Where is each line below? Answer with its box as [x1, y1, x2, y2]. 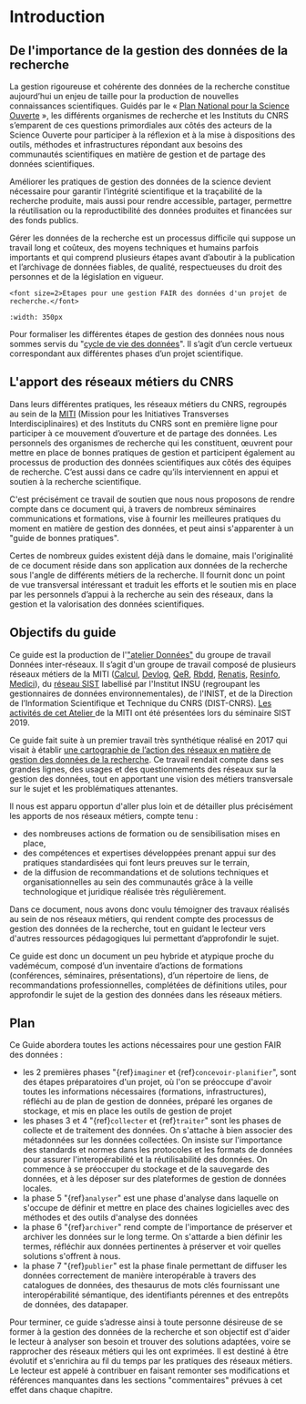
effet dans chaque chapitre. [9, 1385, 114, 1396]
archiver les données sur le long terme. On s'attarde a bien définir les [22, 1232, 283, 1243]
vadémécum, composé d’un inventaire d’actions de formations [9, 959, 243, 971]
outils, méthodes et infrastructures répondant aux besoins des [9, 139, 243, 149]
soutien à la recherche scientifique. [9, 476, 142, 487]
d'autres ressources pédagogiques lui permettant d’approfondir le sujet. [9, 932, 280, 944]
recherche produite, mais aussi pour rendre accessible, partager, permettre [9, 196, 292, 206]
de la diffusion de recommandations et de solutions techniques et [22, 866, 269, 877]
